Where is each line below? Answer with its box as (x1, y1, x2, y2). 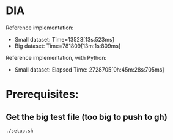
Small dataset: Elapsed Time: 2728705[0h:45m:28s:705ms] (14, 65, 164, 73)
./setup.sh (6, 128, 34, 134)
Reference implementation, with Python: (6, 54, 107, 61)
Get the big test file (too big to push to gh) (6, 111, 167, 122)
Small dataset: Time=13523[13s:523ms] (14, 35, 114, 43)
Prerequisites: (6, 87, 79, 101)
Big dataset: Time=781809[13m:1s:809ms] (14, 42, 121, 50)
